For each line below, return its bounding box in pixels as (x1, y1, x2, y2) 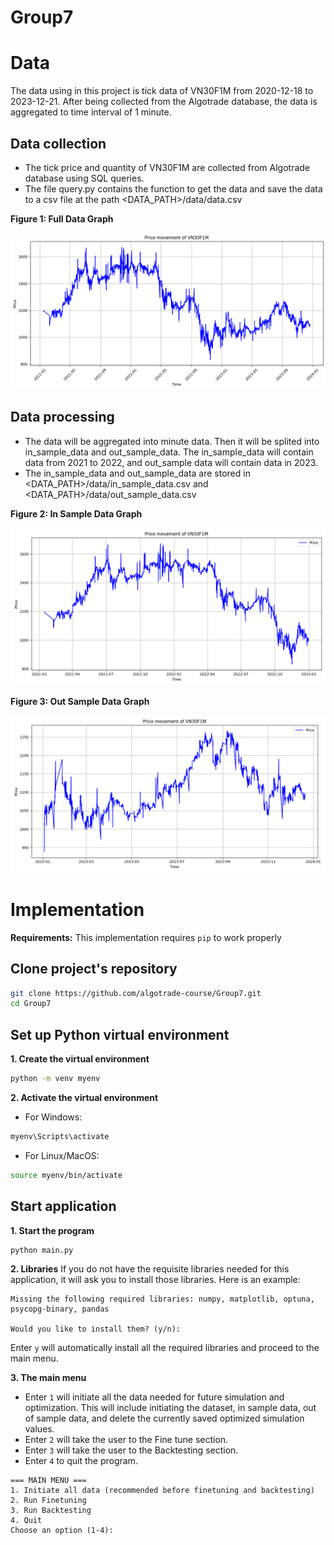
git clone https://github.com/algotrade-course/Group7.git (10, 988, 262, 998)
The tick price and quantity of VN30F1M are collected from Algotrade (24, 161, 311, 173)
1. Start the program (10, 1224, 95, 1236)
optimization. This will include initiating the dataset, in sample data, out (24, 1402, 317, 1414)
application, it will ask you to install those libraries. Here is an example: (10, 1274, 301, 1286)
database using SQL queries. (24, 172, 145, 184)
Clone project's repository (10, 961, 178, 978)
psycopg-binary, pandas (10, 1304, 110, 1315)
